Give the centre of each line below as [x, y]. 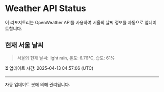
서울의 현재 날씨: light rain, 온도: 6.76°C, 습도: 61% [66, 58]
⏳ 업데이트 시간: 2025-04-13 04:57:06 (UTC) [49, 68]
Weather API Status [46, 8]
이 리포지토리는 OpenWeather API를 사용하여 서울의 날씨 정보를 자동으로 [74, 22]
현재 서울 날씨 [24, 45]
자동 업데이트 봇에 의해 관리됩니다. [38, 84]
